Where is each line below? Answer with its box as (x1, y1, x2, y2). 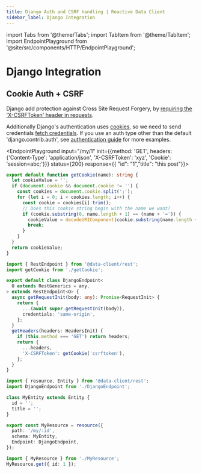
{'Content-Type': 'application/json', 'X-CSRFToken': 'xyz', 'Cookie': (6, 154, 171, 161)
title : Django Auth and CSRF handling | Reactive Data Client (6, 8, 165, 15)
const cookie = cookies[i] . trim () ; (22, 199, 112, 205)
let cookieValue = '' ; (11, 177, 69, 184)
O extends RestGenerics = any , (11, 283, 90, 289)
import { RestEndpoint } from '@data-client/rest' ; (6, 261, 138, 267)
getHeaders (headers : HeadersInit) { (11, 328, 103, 334)
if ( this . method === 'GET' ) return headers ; (17, 334, 130, 340)
